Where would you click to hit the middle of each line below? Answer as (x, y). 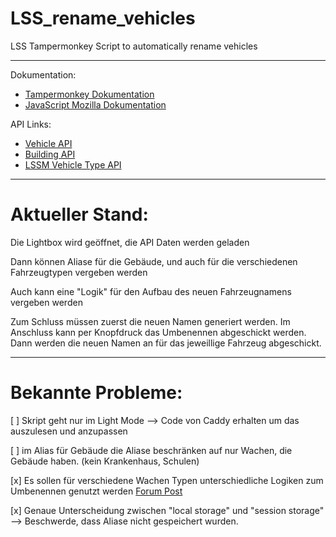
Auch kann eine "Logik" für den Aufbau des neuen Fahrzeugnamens (151, 291)
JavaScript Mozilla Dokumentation (95, 104)
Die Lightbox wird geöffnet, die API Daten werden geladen (130, 242)
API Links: (31, 124)
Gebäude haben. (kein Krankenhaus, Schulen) (105, 461)
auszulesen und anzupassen (69, 431)
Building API (50, 154)
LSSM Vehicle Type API (73, 164)
